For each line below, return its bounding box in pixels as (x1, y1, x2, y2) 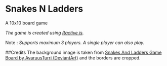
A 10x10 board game (5, 20, 48, 26)
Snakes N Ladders (5, 3, 83, 15)
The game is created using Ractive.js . (5, 29, 84, 36)
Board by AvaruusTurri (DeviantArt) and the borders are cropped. (5, 54, 141, 61)
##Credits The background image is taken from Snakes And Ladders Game (5, 49, 162, 55)
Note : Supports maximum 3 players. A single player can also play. (5, 39, 145, 46)
